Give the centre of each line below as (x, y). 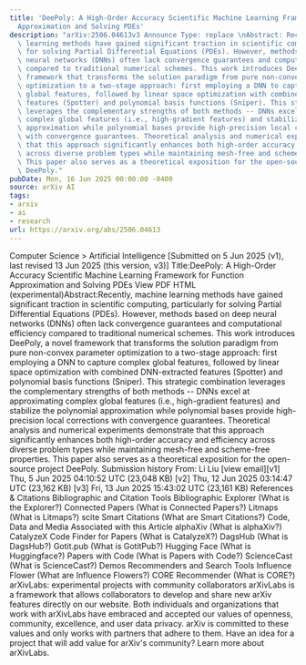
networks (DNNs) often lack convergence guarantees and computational (146, 323)
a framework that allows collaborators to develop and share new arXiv (141, 594)
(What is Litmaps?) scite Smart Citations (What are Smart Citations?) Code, (150, 517)
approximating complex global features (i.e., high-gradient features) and (145, 401)
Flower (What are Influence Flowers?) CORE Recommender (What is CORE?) (153, 575)
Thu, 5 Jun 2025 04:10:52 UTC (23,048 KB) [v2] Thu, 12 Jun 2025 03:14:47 (151, 478)
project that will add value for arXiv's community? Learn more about (137, 642)
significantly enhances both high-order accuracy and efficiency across (143, 439)
